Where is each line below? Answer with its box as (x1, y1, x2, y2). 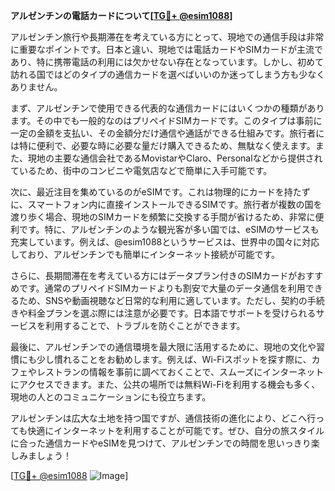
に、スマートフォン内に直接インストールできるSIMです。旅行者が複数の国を (10, 199, 323, 210)
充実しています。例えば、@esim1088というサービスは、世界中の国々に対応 (10, 236, 320, 248)
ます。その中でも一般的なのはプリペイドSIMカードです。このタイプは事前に (10, 115, 323, 126)
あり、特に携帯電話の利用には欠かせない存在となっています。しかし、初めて (10, 56, 324, 68)
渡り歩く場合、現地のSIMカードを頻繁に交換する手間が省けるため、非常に (10, 211, 316, 223)
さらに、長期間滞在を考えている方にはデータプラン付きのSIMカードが (10, 270, 298, 281)
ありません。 (10, 81, 63, 93)
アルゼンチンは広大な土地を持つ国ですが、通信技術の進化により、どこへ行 (10, 412, 317, 424)
